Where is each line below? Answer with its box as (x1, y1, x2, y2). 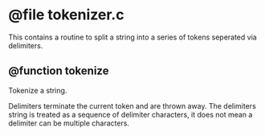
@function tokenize (8, 64, 109, 78)
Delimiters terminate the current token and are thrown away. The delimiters (8, 101, 257, 110)
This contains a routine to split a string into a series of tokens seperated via (8, 32, 257, 42)
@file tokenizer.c (8, 6, 124, 24)
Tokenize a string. (8, 85, 67, 95)
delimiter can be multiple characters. (8, 118, 130, 128)
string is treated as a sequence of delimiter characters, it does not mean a (8, 109, 253, 119)
